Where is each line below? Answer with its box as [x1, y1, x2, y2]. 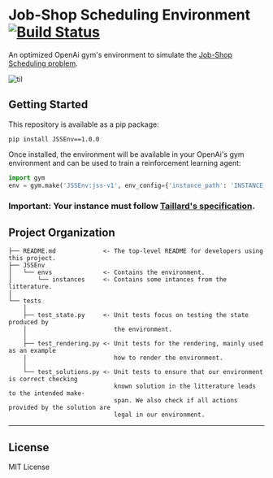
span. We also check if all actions [113, 397, 238, 405]
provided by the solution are [8, 404, 111, 412]
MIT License [8, 462, 50, 472]
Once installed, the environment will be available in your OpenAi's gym [8, 149, 245, 159]
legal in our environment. [113, 411, 206, 419]
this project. [8, 254, 57, 263]
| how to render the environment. [23, 354, 223, 363]
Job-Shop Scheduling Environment [8, 6, 251, 24]
